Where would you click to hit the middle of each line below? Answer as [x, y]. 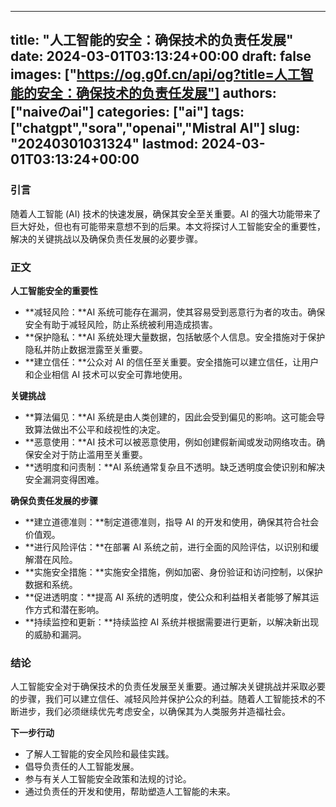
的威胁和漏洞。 [55, 634]
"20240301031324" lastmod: [104, 144]
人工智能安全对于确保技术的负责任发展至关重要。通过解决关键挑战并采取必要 [168, 687]
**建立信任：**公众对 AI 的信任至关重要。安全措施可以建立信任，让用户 [172, 362]
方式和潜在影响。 [69, 609]
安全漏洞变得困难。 [64, 479]
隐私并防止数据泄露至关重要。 [86, 349]
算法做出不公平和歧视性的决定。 [99, 429]
